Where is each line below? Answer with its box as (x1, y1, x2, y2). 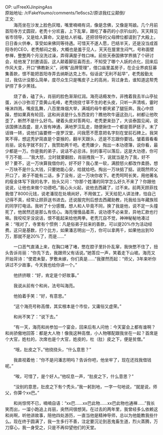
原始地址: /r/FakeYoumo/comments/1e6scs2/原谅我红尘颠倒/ (5, 10, 125, 16)
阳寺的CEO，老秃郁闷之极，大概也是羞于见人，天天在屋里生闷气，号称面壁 (5, 46, 154, 52)
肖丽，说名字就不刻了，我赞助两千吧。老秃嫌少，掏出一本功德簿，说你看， (5, 142, 154, 148)
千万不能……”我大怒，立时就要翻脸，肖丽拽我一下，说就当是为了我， (5, 154, 142, 160)
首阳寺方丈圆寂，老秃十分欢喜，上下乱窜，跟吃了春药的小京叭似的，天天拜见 (5, 28, 158, 34)
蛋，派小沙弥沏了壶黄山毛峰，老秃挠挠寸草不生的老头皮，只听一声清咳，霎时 (5, 99, 158, 105)
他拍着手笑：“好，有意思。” (13, 293, 66, 299)
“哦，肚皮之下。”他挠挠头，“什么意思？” (13, 347, 91, 352)
